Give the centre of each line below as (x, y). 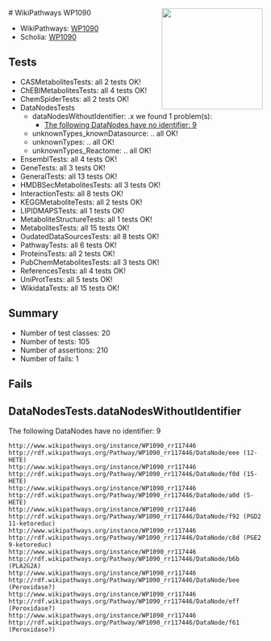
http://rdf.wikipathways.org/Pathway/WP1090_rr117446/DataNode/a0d (124, 495)
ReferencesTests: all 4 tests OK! (73, 271)
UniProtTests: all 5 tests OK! (66, 279)
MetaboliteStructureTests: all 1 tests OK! (86, 219)
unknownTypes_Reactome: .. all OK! (92, 150)
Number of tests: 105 (55, 341)
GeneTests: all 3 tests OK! (63, 167)
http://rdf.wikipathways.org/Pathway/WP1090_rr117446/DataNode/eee (124, 453)
